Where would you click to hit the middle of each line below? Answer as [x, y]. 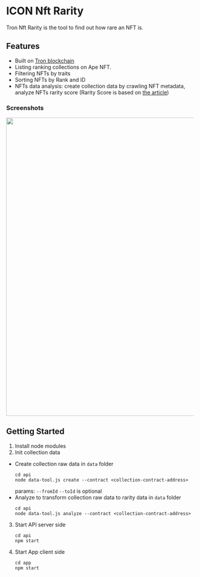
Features [23, 46]
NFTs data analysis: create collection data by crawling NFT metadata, [100, 86]
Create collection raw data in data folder [64, 464]
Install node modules [40, 446]
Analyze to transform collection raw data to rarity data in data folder [98, 497]
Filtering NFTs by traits [43, 73]
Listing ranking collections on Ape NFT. [63, 67]
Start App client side [40, 552]
